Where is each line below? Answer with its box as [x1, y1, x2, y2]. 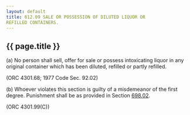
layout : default [6, 8, 46, 15]
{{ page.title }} [6, 41, 60, 51]
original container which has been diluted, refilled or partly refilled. [6, 63, 167, 70]
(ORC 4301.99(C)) [6, 103, 50, 110]
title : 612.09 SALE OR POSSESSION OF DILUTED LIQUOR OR [6, 14, 145, 20]
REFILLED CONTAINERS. [6, 19, 59, 25]
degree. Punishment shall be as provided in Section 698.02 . [6, 92, 151, 99]
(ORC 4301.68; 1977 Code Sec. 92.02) [6, 75, 99, 82]
